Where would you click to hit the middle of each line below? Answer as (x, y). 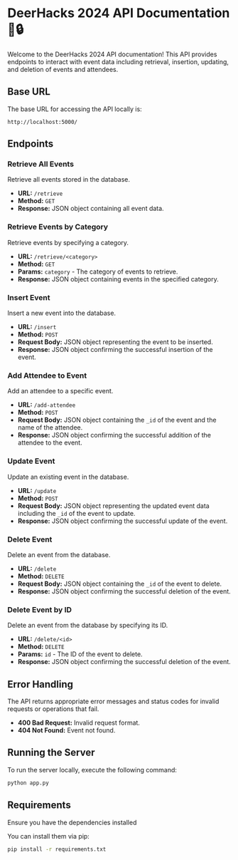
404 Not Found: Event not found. (66, 730)
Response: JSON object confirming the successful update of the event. (123, 521)
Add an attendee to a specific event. (60, 391)
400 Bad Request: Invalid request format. (79, 723)
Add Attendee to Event (47, 375)
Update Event (31, 461)
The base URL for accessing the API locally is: (75, 109)
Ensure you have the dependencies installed (72, 822)
